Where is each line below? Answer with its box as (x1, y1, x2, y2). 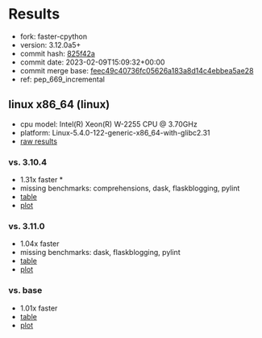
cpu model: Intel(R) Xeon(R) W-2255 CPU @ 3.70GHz (19, 119, 198, 129)
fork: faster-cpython (19, 31, 87, 41)
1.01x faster (19, 303, 58, 313)
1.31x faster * (19, 175, 64, 185)
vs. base (8, 285, 43, 296)
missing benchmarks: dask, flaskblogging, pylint (19, 248, 181, 257)
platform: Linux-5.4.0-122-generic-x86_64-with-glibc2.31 (19, 127, 211, 137)
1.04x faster (19, 239, 60, 248)
